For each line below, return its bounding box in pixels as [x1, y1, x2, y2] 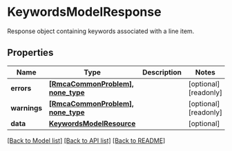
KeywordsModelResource [48, 119, 136, 128]
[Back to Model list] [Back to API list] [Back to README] [7, 136, 166, 145]
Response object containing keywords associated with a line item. [7, 27, 195, 35]
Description [142, 67, 182, 77]
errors [10, 83, 32, 93]
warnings [10, 103, 43, 112]
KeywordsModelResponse [7, 4, 162, 20]
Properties [7, 47, 54, 59]
